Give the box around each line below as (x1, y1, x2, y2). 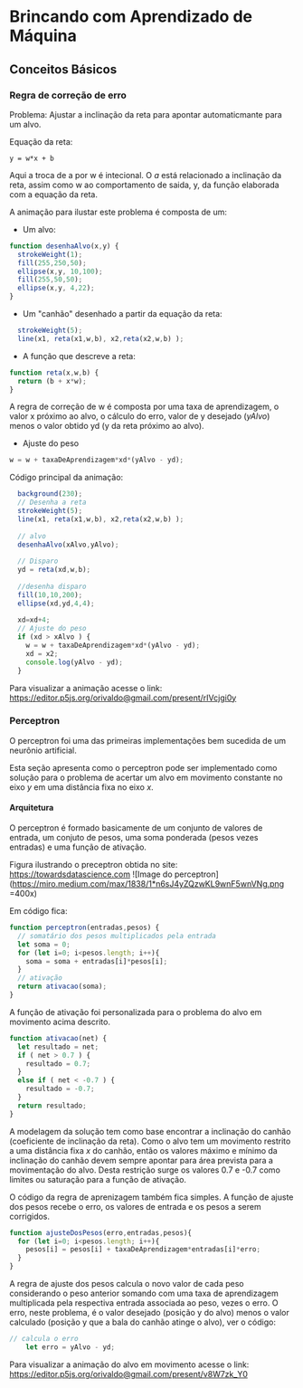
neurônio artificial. (9, 745, 77, 756)
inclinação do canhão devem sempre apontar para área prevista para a (9, 1155, 274, 1165)
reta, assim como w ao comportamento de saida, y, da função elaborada (9, 179, 279, 190)
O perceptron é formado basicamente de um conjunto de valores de (9, 822, 263, 833)
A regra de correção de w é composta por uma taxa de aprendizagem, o (9, 401, 279, 413)
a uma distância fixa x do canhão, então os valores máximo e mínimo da (9, 1145, 278, 1155)
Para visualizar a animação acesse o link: (9, 682, 163, 693)
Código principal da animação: (9, 472, 124, 483)
